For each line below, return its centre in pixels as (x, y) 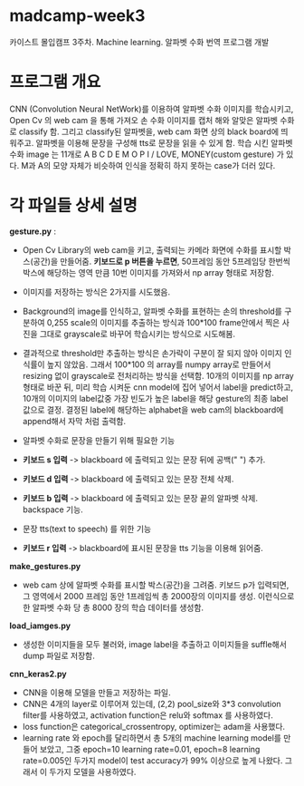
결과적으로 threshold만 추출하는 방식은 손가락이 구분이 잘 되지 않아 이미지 (152, 353)
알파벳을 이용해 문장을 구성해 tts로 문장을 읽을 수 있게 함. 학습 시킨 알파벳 (164, 142)
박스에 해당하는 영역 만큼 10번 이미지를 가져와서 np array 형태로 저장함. (148, 272)
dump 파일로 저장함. (58, 655)
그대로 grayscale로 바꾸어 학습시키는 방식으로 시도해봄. (138, 334)
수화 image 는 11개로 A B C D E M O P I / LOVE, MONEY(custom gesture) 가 (147, 154)
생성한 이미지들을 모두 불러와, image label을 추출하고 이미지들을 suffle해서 (155, 644)
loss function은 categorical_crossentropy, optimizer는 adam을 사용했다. (154, 726)
